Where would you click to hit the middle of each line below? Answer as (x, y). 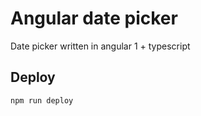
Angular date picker (94, 18)
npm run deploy (42, 100)
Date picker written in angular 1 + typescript (100, 46)
